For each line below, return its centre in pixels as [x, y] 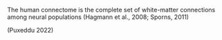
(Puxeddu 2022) [30, 30]
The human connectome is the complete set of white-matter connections [111, 10]
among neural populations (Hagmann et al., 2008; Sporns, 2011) [98, 17]
